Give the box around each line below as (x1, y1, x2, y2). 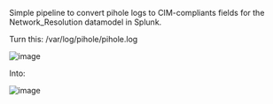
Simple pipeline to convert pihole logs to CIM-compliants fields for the (9, 8, 265, 18)
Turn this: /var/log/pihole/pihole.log (9, 34, 138, 44)
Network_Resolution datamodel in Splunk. (9, 17, 162, 27)
